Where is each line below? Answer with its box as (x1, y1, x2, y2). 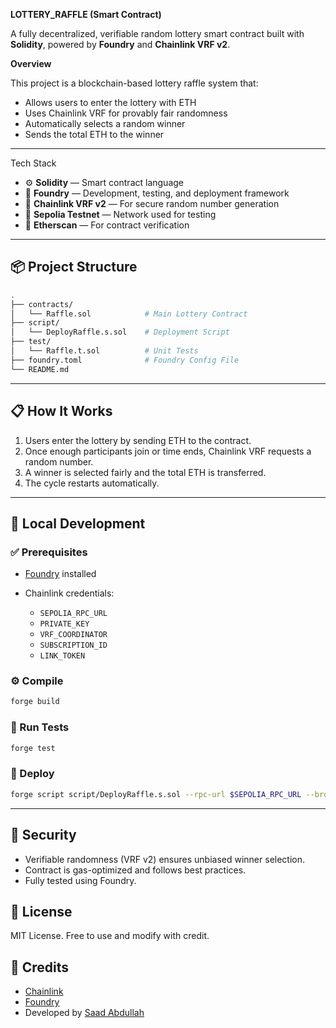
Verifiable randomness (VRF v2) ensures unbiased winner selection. (24, 853, 306, 865)
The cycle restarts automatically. (24, 477, 160, 489)
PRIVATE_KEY (39, 619, 90, 629)
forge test (10, 743, 56, 753)
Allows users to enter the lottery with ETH (24, 97, 197, 108)
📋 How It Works (10, 403, 113, 420)
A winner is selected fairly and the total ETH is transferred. (24, 466, 267, 478)
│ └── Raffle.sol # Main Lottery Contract (10, 309, 248, 319)
